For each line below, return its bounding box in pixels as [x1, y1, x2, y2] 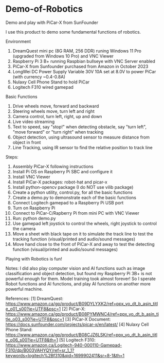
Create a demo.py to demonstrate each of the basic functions [12, 194, 137, 201]
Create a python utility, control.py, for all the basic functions [12, 189, 133, 195]
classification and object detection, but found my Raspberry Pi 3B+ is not [5, 270, 152, 276]
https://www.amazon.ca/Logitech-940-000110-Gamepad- [5, 342, 122, 348]
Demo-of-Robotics [5, 3, 83, 15]
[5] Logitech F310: [59, 337, 96, 343]
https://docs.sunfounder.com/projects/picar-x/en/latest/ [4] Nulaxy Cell [5, 321, 149, 327]
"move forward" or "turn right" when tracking [12, 129, 104, 135]
